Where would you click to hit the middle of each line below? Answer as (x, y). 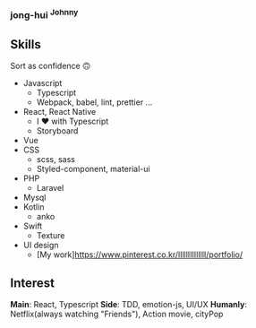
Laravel (50, 188)
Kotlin (34, 207)
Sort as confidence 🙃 (51, 66)
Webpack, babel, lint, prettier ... (94, 102)
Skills (26, 44)
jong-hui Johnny (44, 14)
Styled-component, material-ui (93, 169)
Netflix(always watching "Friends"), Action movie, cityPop (117, 314)
